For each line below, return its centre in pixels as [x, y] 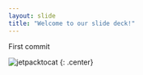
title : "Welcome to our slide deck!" [72, 23]
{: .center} [76, 62]
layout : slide [32, 16]
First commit [29, 46]
